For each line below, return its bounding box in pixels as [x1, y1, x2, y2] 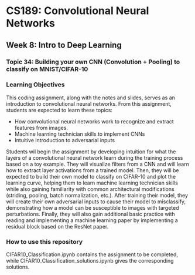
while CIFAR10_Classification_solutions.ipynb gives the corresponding [6, 257, 174, 264]
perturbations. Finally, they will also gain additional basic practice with [6, 210, 176, 217]
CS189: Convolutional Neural [6, 4, 149, 18]
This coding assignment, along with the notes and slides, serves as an [6, 94, 176, 101]
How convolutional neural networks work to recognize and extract [14, 118, 174, 125]
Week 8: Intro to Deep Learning [6, 40, 122, 50]
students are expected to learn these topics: [6, 106, 113, 113]
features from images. [14, 124, 69, 131]
